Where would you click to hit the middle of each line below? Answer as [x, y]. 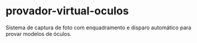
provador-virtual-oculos [67, 11]
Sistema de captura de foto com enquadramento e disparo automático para [99, 27]
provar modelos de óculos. [39, 33]
